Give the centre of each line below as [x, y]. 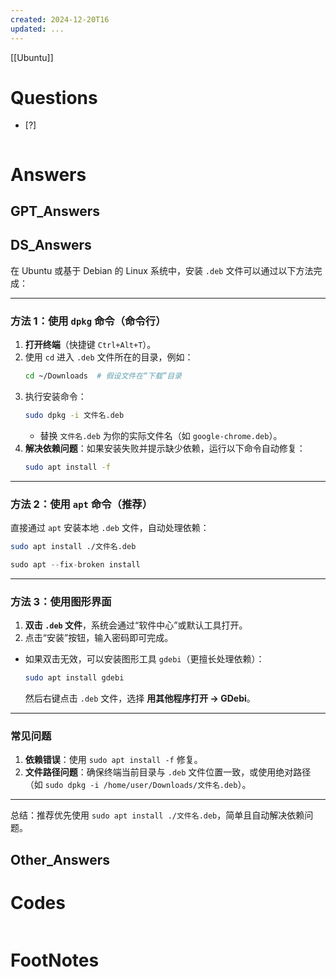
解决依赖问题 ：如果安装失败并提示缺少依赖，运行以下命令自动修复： [165, 448]
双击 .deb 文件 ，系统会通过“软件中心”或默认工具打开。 [136, 625]
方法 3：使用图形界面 [61, 601]
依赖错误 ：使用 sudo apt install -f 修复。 [113, 760]
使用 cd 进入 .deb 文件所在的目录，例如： [109, 357]
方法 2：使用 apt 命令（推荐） [81, 504]
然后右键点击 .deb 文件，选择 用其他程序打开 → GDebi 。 [140, 698]
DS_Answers [51, 245]
